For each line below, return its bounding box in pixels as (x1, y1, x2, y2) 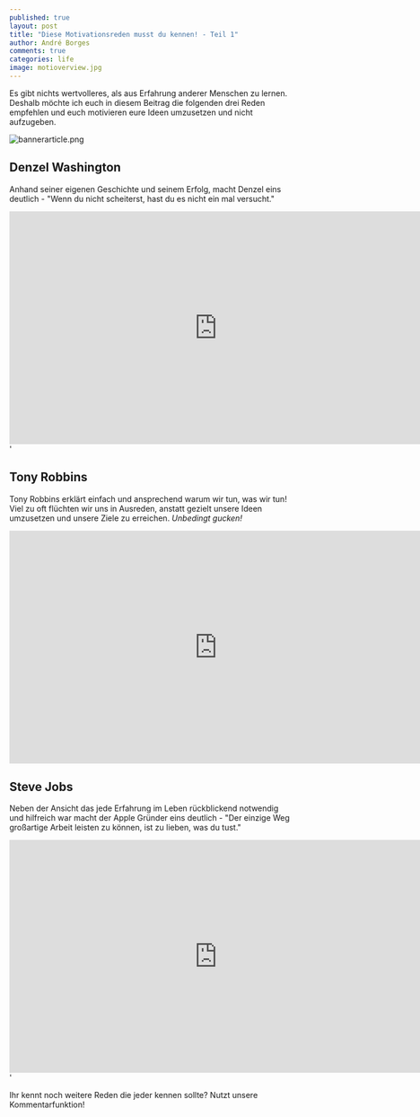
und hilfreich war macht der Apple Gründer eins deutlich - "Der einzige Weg (9, 813, 290, 823)
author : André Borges (9, 38, 91, 48)
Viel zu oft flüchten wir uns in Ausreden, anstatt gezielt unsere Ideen (9, 503, 263, 514)
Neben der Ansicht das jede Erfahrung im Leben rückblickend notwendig (9, 803, 279, 814)
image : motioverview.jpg (9, 64, 102, 73)
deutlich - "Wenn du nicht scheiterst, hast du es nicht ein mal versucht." (9, 193, 276, 204)
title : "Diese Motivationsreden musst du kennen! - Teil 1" (9, 30, 240, 39)
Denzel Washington (9, 160, 121, 175)
